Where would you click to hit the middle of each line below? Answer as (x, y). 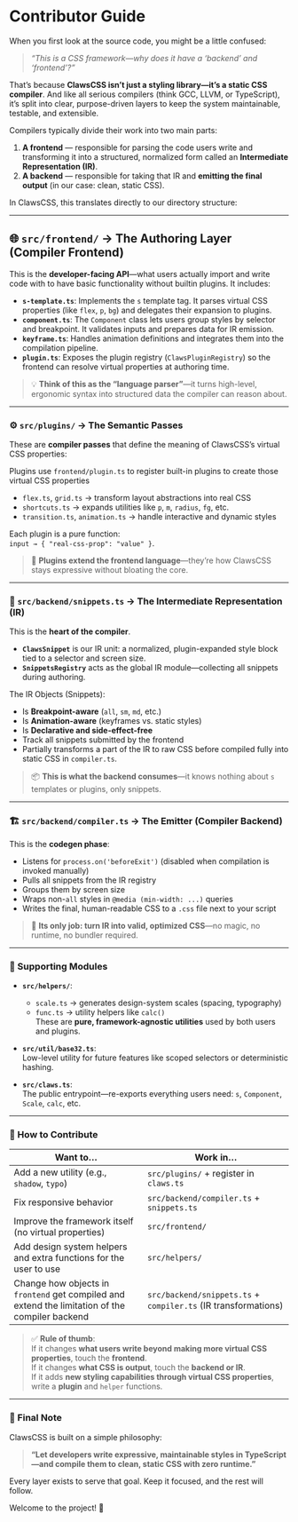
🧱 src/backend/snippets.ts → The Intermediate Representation (146, 601)
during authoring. (54, 678)
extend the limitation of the (70, 1305)
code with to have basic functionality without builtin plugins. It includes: (140, 283)
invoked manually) (55, 870)
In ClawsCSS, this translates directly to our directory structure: (123, 202)
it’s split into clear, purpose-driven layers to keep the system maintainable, (145, 103)
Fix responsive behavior (63, 1202)
